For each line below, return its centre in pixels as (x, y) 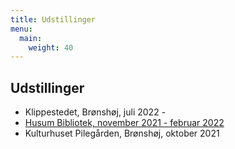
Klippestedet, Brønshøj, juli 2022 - (95, 112)
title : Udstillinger (53, 19)
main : (31, 38)
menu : (21, 29)
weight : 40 (51, 47)
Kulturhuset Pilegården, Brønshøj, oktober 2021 (122, 133)
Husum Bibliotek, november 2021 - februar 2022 (124, 123)
